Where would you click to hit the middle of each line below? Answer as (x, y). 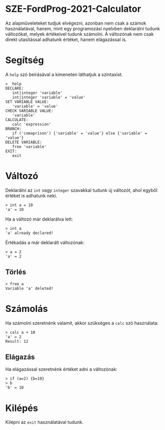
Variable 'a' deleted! (29, 288)
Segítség (25, 60)
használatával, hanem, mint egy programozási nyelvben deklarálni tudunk (82, 28)
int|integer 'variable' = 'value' (49, 97)
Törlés (16, 272)
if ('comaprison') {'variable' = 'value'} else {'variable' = (79, 133)
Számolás (27, 309)
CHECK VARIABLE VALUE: (29, 111)
